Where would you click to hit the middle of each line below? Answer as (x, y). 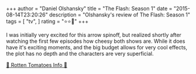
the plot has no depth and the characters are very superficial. (80, 53)
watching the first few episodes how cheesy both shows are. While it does (96, 41)
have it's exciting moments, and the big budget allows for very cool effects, (97, 47)
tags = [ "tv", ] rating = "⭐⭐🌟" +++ (47, 21)
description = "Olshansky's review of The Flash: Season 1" (120, 15)
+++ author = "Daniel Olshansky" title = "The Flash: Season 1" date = (89, 9)
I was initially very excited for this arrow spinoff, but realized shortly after (94, 35)
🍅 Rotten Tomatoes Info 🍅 (37, 65)
